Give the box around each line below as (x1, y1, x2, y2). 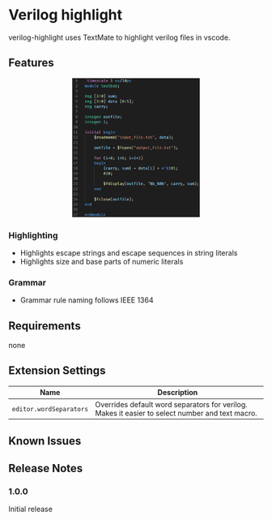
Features (8, 56, 54, 70)
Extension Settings (8, 363, 106, 378)
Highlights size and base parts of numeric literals (19, 256, 184, 266)
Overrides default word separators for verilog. (95, 399, 249, 409)
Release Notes (8, 461, 83, 475)
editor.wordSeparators (11, 406, 89, 414)
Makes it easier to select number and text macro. (95, 408, 257, 418)
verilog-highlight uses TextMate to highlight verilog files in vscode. (8, 32, 231, 42)
